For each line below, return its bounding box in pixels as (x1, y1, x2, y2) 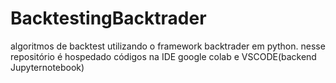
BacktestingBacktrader (10, 7, 207, 30)
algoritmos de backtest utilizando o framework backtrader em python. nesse (10, 40, 326, 52)
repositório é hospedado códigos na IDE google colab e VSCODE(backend (10, 50, 317, 62)
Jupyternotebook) (10, 61, 85, 73)
